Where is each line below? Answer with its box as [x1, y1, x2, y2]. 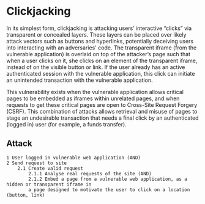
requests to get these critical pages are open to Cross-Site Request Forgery [6, 101, 198, 108]
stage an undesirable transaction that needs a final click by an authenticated [6, 114, 199, 122]
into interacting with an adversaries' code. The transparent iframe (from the [6, 44, 197, 51]
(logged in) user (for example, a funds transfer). [6, 120, 127, 128]
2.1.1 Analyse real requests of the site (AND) [28, 170, 152, 177]
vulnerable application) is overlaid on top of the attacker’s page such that [6, 50, 191, 57]
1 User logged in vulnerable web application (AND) [6, 155, 141, 161]
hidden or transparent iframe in [6, 181, 92, 188]
